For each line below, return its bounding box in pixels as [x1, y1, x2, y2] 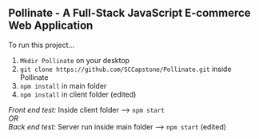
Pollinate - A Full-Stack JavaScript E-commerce [8, 6, 251, 20]
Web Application [8, 19, 94, 33]
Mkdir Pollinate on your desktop [19, 55, 130, 65]
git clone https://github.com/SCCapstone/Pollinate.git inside [19, 64, 232, 73]
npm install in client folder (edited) [19, 89, 137, 99]
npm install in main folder [19, 81, 107, 90]
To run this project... [8, 40, 74, 50]
